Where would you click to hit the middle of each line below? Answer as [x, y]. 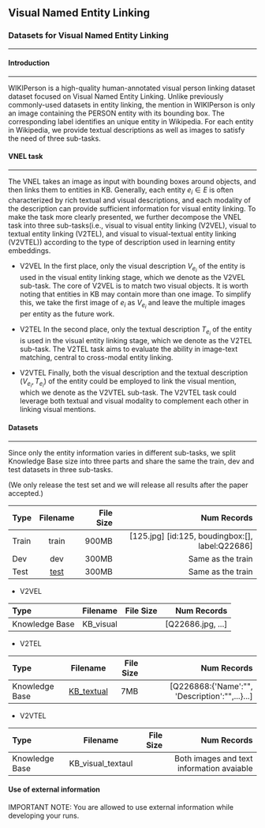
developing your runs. [44, 815]
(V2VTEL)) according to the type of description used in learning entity [121, 242]
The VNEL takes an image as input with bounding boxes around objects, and [132, 182]
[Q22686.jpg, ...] [196, 624]
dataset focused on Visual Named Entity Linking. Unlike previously [116, 96]
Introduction [29, 63]
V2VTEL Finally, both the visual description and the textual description [134, 373]
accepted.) [26, 493]
